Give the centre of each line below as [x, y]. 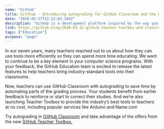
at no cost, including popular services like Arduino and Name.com [71, 107]
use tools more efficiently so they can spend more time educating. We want [81, 56]
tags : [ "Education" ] [26, 32]
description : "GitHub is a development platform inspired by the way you [82, 23]
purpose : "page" [21, 37]
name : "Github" [20, 10]
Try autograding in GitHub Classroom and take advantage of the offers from [81, 116]
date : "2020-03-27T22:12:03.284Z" [40, 19]
